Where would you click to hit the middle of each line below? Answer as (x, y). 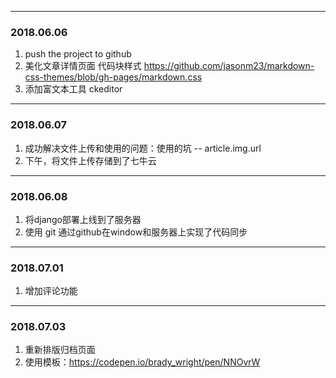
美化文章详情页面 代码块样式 (83, 66)
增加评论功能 (51, 291)
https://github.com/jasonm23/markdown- (229, 66)
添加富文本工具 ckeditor (73, 89)
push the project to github (78, 54)
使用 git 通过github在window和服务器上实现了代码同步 (136, 232)
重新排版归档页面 (60, 350)
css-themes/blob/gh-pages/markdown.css (113, 77)
